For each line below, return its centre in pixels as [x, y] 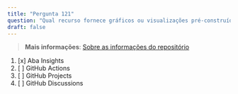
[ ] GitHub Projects [45, 76]
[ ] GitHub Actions [44, 69]
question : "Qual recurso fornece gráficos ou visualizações [98, 20]
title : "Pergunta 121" [41, 14]
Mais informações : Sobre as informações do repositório [107, 47]
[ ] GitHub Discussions [50, 83]
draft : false [27, 27]
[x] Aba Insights [41, 61]
